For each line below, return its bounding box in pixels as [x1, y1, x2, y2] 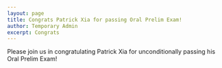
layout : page [7, 10, 45, 17]
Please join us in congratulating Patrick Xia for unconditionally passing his [7, 48, 216, 56]
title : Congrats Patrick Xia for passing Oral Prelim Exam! [7, 16, 183, 23]
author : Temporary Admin [7, 22, 78, 29]
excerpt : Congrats [7, 29, 60, 36]
